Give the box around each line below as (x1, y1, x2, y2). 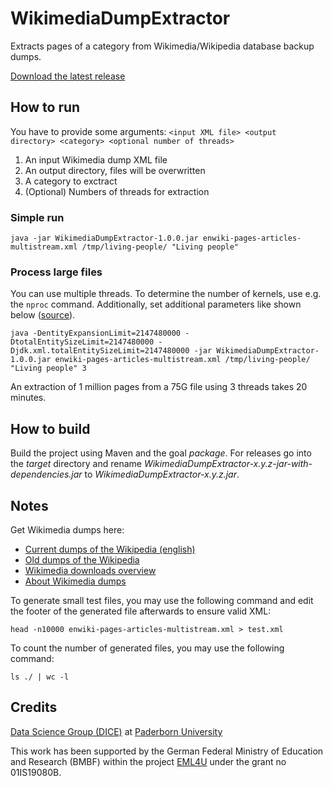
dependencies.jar (10, 468, 83, 481)
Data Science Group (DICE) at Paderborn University (10, 725, 223, 737)
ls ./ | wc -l (10, 672, 70, 682)
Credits (10, 699, 58, 716)
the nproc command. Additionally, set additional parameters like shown (10, 298, 302, 311)
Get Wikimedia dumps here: (10, 523, 125, 536)
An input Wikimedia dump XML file (24, 153, 168, 166)
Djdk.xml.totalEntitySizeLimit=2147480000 (10, 346, 190, 356)
